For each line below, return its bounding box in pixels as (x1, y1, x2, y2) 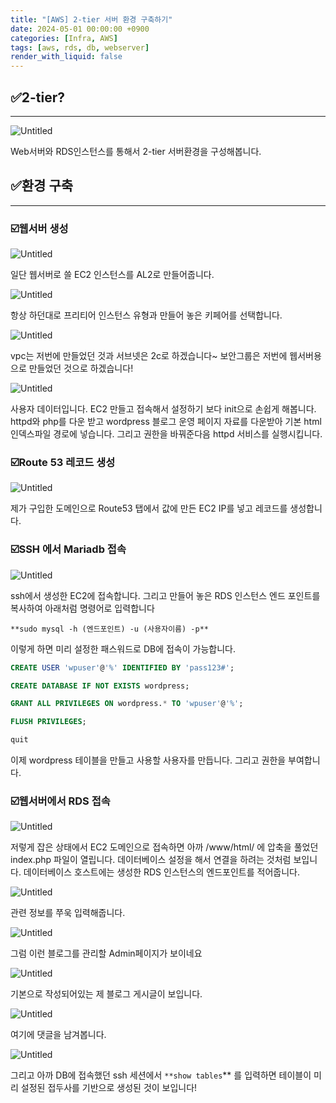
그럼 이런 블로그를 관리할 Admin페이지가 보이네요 (10, 947, 203, 960)
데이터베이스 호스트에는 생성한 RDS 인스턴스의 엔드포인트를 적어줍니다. (23, 866, 301, 878)
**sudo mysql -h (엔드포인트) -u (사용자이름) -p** (10, 624, 209, 634)
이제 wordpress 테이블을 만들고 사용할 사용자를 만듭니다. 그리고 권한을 (10, 754, 287, 766)
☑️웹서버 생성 (10, 221, 69, 235)
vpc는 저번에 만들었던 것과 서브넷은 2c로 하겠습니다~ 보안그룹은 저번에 (10, 350, 288, 362)
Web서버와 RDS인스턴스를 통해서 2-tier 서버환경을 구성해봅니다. (10, 145, 262, 157)
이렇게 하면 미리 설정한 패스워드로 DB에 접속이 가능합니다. (10, 642, 236, 655)
